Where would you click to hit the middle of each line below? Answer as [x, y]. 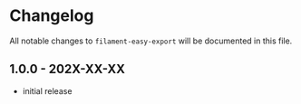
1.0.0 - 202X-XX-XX [67, 69]
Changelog [52, 16]
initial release [47, 90]
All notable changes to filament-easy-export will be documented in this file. [151, 41]
